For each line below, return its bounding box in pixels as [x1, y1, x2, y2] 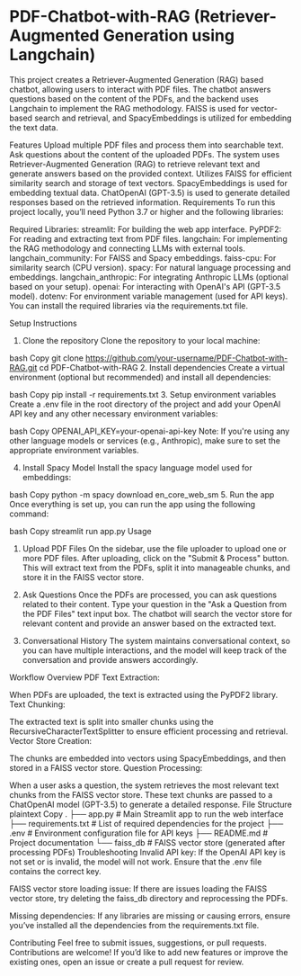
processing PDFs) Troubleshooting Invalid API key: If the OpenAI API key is [9, 846, 286, 857]
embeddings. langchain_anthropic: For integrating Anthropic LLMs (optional [9, 272, 289, 282]
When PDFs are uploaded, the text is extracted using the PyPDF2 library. [9, 689, 279, 700]
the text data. [9, 121, 58, 132]
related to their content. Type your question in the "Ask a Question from [22, 598, 288, 609]
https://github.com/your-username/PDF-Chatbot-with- [84, 353, 288, 363]
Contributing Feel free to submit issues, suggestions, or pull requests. [9, 937, 267, 948]
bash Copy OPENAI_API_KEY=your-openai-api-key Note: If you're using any [9, 425, 290, 436]
